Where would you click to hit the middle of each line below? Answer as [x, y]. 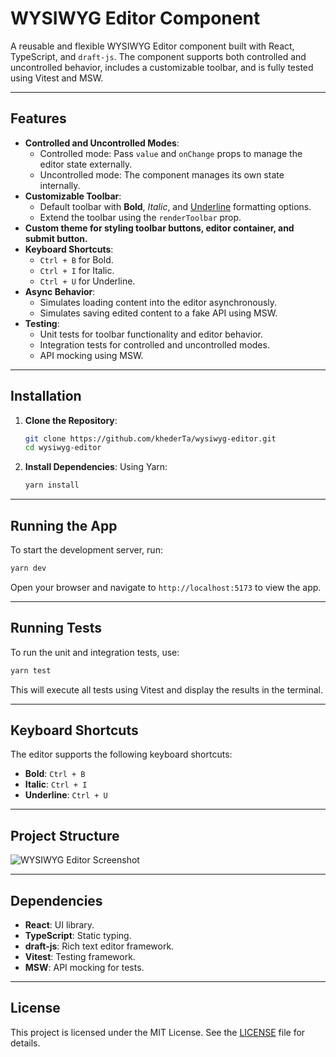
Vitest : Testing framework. [80, 956]
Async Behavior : [60, 291]
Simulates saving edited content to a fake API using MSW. [158, 313]
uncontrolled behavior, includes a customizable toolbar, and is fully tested [162, 67]
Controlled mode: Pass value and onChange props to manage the [171, 153]
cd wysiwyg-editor [63, 448]
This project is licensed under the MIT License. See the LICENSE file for [158, 1032]
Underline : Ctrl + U [66, 795]
